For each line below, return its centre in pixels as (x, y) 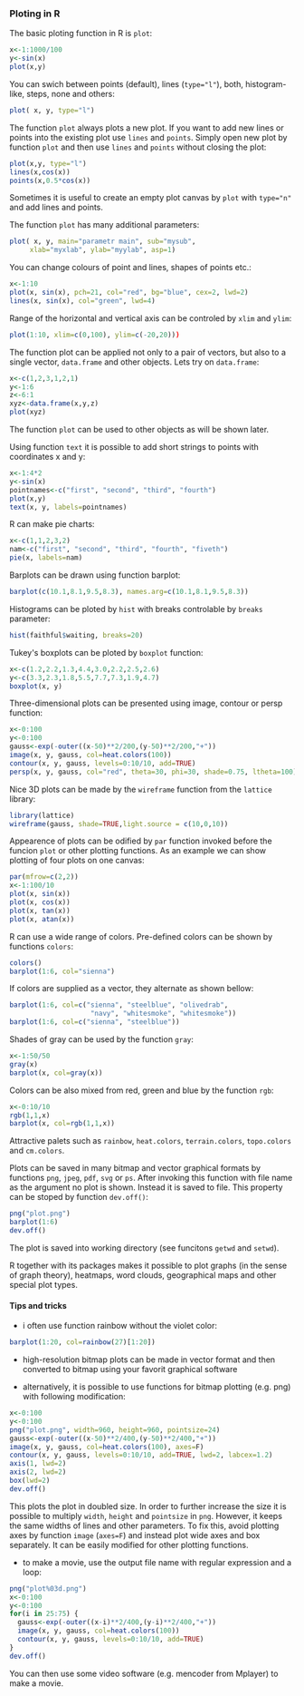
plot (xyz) (28, 412)
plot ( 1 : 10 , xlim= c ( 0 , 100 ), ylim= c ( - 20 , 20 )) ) (95, 335)
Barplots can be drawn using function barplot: (95, 575)
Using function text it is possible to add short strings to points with (134, 447)
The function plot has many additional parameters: (104, 225)
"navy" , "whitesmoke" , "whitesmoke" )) (163, 1014)
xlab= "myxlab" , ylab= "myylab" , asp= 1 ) (103, 250)
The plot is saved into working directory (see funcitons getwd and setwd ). (144, 1248)
